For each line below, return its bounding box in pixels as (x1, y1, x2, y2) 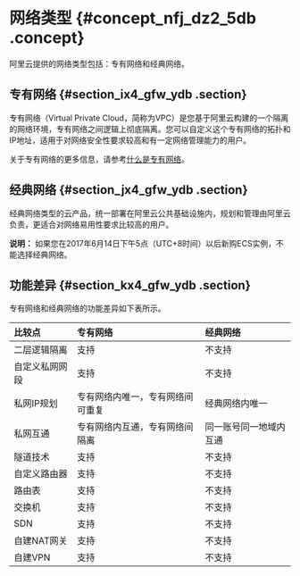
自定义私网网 (13, 361, 69, 373)
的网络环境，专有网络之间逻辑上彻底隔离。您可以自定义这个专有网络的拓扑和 (9, 123, 291, 134)
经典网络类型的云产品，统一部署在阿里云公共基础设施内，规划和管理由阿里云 (9, 207, 291, 219)
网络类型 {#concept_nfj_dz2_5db (9, 8, 257, 29)
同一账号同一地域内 (204, 421, 286, 433)
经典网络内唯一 (204, 397, 268, 410)
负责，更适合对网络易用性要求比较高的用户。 (9, 219, 174, 230)
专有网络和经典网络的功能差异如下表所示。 (9, 303, 166, 313)
